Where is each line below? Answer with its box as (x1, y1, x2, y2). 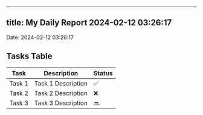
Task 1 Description (34, 79, 88, 87)
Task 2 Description (34, 89, 88, 97)
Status (93, 69, 113, 77)
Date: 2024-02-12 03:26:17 (6, 34, 74, 41)
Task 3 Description (34, 99, 88, 107)
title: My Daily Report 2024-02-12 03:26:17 (6, 17, 172, 28)
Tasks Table (6, 51, 53, 61)
